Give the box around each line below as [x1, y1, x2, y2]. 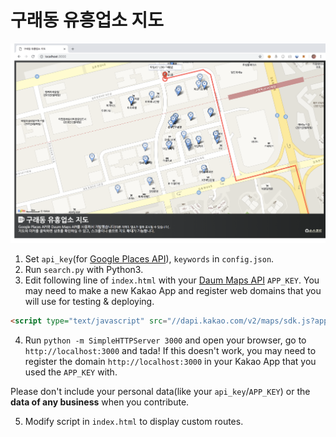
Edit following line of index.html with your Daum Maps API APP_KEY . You [24, 274, 320, 286]
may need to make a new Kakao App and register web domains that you [24, 284, 322, 296]
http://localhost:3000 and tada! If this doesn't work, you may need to [24, 344, 317, 356]
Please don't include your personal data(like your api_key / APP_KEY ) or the [10, 385, 311, 397]
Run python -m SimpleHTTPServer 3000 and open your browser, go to [24, 334, 307, 346]
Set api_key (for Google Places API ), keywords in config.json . [24, 252, 275, 265]
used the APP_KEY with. [24, 366, 118, 378]
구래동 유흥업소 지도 [10, 9, 165, 32]
